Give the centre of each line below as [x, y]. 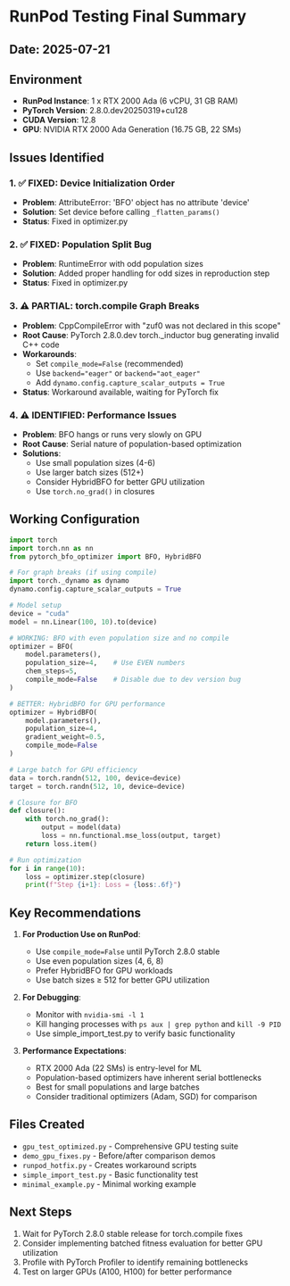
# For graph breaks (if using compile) [83, 573]
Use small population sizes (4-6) [95, 462]
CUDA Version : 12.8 [59, 120]
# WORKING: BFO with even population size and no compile [119, 638]
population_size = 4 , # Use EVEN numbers [105, 663]
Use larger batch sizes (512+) [90, 472]
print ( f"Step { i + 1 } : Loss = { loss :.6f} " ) [103, 885]
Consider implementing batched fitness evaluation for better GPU [142, 1243]
